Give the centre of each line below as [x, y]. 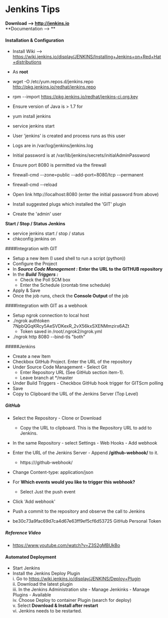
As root [20, 72]
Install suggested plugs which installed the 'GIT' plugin [69, 204]
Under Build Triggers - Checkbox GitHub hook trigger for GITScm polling [88, 383]
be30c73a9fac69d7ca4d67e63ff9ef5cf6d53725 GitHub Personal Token [87, 521]
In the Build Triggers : [35, 274]
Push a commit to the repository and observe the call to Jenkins [79, 511]
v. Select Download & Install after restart [55, 605]
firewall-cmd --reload [35, 184]
